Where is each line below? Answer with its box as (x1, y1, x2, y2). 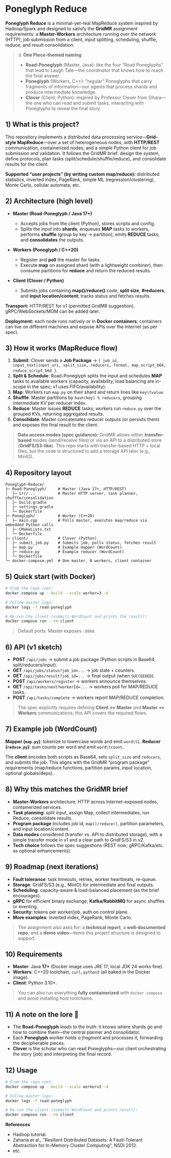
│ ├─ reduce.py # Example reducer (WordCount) (5, 549, 125, 554)
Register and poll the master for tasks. (20, 256, 101, 263)
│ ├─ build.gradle (5, 500, 47, 505)
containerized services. (12, 804, 62, 810)
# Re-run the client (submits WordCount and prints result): (5, 1107, 138, 1113)
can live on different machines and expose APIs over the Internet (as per (5, 324, 158, 330)
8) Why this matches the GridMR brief (5, 785, 128, 794)
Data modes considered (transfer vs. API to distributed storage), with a (12, 831, 162, 837)
